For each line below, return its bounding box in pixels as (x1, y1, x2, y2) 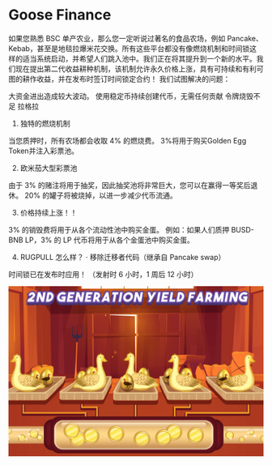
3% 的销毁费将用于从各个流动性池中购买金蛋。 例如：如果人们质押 (8, 224, 230, 234)
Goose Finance (8, 6, 112, 24)
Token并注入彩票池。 (8, 146, 79, 156)
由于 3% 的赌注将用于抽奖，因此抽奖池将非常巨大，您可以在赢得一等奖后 (8, 180, 251, 190)
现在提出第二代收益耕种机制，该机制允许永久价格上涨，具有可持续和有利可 (15, 63, 264, 74)
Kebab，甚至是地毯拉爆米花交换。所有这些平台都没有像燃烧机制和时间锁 (8, 43, 250, 53)
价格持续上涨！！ (19, 207, 78, 217)
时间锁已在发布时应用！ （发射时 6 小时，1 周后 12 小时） (8, 269, 198, 279)
